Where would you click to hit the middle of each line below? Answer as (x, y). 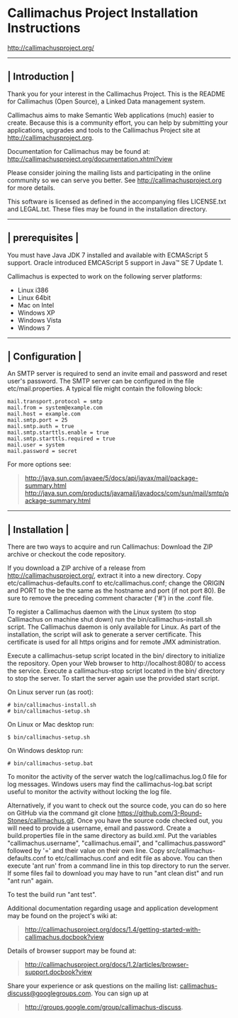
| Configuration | (45, 356)
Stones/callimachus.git (41, 821)
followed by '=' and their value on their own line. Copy (86, 851)
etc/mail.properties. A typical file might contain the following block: (105, 388)
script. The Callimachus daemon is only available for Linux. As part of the (114, 627)
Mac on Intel (36, 305)
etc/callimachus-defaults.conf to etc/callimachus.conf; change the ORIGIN (116, 583)
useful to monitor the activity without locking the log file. (90, 792)
